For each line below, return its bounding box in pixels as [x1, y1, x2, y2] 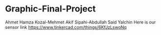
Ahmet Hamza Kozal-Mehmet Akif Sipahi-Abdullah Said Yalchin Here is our [5, 19, 156, 25]
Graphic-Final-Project [5, 3, 96, 14]
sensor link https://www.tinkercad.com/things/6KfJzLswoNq [5, 24, 127, 30]
